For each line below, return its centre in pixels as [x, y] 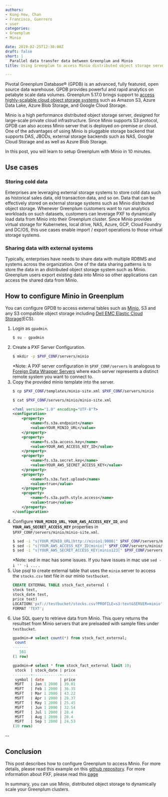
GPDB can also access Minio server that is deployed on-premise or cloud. [81, 126]
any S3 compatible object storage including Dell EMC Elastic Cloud [74, 313]
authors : [14, 10]
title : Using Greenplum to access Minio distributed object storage [78, 66]
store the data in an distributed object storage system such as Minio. [76, 270]
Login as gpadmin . [30, 328]
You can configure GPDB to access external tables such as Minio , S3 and [80, 308]
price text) [25, 599]
